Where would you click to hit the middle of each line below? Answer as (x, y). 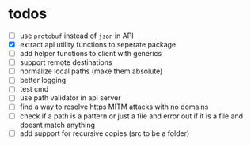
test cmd (34, 89)
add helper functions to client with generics (91, 54)
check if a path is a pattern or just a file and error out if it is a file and (131, 116)
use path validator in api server (70, 98)
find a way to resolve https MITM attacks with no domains (114, 107)
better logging (43, 80)
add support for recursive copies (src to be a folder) (105, 133)
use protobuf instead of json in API (77, 36)
